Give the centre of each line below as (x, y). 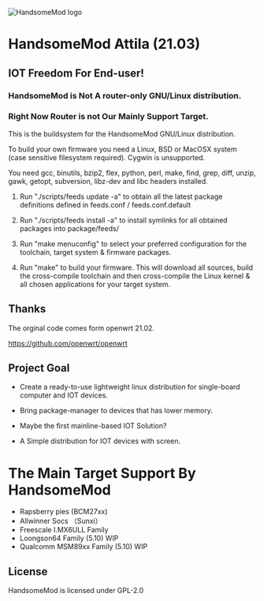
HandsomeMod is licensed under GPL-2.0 (76, 591)
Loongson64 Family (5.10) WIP (69, 538)
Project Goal (39, 368)
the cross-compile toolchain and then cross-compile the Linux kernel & (135, 275)
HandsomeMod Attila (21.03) (104, 44)
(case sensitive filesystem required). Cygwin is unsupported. (107, 157)
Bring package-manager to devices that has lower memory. (116, 411)
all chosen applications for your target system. (95, 284)
